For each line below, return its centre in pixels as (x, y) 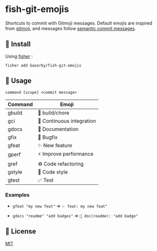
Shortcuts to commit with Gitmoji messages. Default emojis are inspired (79, 23)
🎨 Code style (53, 172)
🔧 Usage (18, 81)
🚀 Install (18, 44)
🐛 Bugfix (48, 137)
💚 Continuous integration (67, 121)
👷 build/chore (53, 113)
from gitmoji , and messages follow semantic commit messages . (71, 28)
